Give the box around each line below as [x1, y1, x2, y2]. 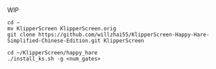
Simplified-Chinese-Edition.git [7, 37, 101, 44]
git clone [7, 31, 36, 38]
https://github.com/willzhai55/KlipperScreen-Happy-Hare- [38, 31, 210, 38]
